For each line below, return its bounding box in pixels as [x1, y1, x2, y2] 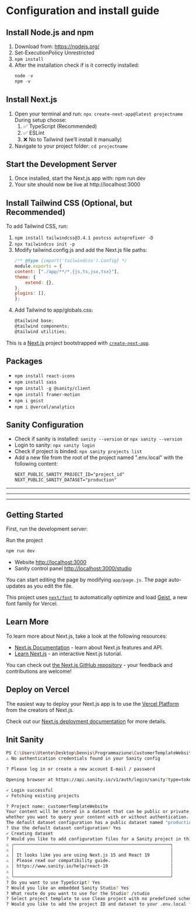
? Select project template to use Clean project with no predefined [6, 896, 176, 902]
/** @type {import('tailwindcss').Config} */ [14, 258, 127, 264]
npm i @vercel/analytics [14, 404, 75, 410]
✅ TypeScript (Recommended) [23, 122, 97, 129]
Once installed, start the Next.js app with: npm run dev [14, 175, 146, 182]
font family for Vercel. [6, 600, 58, 607]
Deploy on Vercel [6, 685, 70, 695]
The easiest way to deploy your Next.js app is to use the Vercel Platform [6, 700, 180, 707]
